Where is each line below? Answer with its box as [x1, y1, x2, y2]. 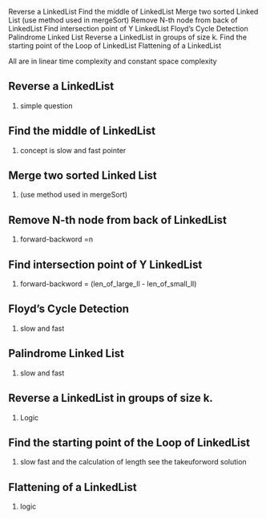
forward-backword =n [19, 234, 94, 244]
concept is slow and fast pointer [19, 145, 127, 155]
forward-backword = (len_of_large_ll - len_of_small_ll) [19, 279, 197, 289]
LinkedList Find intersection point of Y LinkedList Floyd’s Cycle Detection [8, 24, 248, 33]
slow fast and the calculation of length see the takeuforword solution [19, 457, 247, 467]
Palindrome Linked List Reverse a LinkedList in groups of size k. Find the [8, 32, 247, 42]
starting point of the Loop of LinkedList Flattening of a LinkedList [8, 41, 222, 51]
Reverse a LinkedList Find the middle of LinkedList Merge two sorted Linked [8, 7, 259, 16]
